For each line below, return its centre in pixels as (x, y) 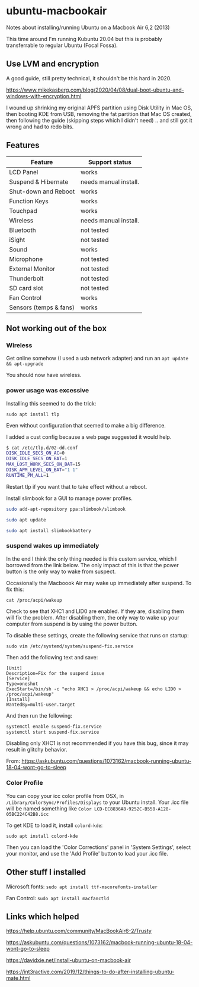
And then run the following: (39, 715)
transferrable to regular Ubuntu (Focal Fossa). (62, 45)
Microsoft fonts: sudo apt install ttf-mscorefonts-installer (82, 887)
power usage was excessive (48, 391)
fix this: (15, 589)
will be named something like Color (49, 808)
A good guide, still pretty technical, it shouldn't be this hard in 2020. (89, 78)
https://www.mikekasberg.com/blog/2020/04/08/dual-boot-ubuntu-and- (95, 90)
